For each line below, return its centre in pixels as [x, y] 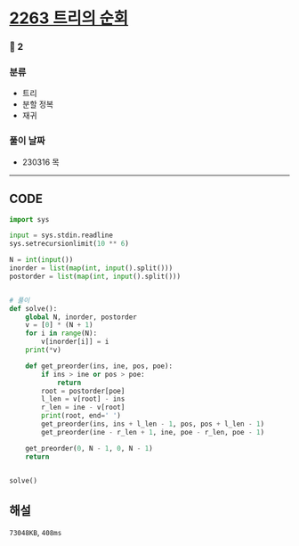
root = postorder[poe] [83, 391]
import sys [29, 219]
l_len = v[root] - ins [83, 399]
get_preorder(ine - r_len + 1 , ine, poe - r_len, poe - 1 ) [153, 432]
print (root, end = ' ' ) [81, 416]
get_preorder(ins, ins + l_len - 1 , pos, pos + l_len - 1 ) [153, 424]
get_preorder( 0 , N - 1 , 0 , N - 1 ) [89, 448]
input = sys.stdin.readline [61, 236]
